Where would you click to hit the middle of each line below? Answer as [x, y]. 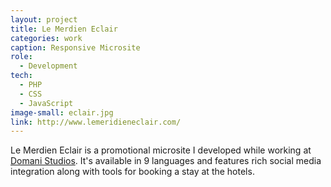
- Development [48, 66]
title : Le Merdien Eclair [64, 29]
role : [21, 57]
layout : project [44, 19]
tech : [21, 76]
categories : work [46, 38]
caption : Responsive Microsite [75, 47]
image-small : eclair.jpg [62, 112]
